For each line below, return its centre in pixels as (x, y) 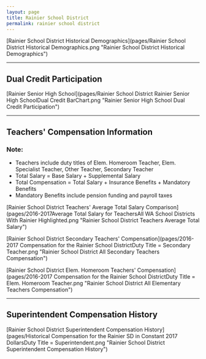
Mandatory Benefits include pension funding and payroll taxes (94, 195)
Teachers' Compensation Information (80, 132)
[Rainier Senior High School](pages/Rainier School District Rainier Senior (98, 94)
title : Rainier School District (48, 18)
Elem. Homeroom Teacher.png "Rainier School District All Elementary (93, 283)
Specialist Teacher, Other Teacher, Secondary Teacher (84, 169)
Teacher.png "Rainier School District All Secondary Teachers (83, 252)
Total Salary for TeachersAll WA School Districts (134, 214)
